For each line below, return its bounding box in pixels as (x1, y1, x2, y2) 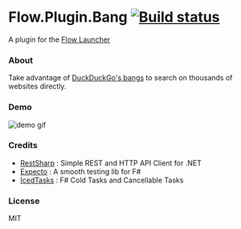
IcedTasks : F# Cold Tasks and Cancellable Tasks (19, 175, 184, 185)
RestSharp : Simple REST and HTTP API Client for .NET (19, 157, 202, 168)
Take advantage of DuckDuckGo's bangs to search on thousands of (8, 73, 233, 83)
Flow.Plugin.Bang (8, 8, 129, 27)
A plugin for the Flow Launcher (8, 35, 111, 44)
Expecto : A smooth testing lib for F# (19, 166, 141, 176)
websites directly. (8, 81, 67, 92)
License (8, 195, 40, 207)
